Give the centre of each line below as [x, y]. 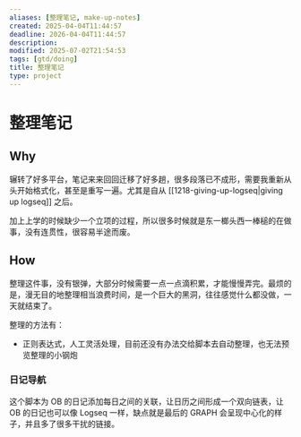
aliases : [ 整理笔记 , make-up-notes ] [75, 17]
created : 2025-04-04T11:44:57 [66, 26]
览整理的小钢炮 [50, 355]
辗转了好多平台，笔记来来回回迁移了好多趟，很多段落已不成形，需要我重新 [146, 179]
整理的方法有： [37, 324]
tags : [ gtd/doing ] [43, 59]
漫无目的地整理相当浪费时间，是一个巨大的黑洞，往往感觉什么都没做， [154, 294]
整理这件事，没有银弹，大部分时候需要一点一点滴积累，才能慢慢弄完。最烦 [146, 283]
